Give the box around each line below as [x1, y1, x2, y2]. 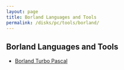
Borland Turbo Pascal [14, 58, 68, 65]
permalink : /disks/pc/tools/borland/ [6, 20, 100, 26]
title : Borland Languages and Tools [6, 14, 97, 20]
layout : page [6, 8, 39, 15]
